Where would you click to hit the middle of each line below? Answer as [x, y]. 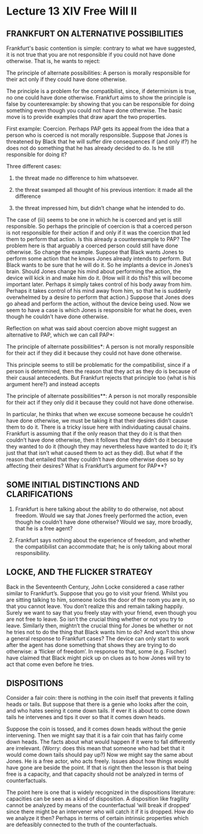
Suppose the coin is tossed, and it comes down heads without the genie [96, 729]
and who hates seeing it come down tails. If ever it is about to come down [98, 711]
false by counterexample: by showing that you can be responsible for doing [101, 104]
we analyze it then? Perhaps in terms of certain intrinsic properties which [98, 818]
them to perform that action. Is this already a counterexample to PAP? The [98, 239]
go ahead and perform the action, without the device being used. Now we [98, 304]
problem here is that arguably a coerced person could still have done [92, 245]
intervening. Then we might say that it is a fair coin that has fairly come [95, 736]
